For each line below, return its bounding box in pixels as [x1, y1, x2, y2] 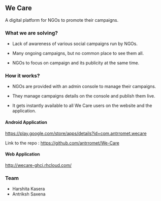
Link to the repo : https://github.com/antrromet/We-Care [5, 140, 120, 146]
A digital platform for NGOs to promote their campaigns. [5, 17, 119, 23]
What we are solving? [5, 29, 58, 36]
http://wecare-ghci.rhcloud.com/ [5, 162, 72, 168]
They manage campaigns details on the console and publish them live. [12, 93, 156, 99]
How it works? [5, 72, 40, 79]
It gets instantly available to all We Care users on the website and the [12, 102, 153, 108]
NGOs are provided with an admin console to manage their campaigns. [12, 84, 156, 90]
